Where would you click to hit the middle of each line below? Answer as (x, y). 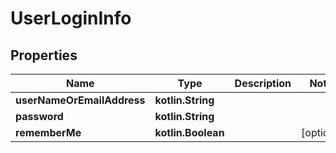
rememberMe (48, 132)
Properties (44, 55)
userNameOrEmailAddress (80, 100)
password (39, 116)
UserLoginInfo (71, 18)
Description (263, 83)
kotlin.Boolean (189, 132)
